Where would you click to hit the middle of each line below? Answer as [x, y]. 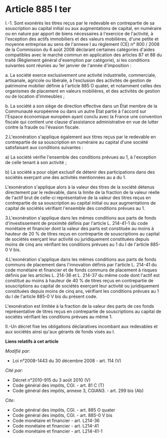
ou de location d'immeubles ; [35, 96]
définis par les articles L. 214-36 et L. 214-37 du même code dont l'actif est [83, 275]
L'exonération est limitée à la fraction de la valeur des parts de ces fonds [80, 306]
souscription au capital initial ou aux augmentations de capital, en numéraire [83, 28]
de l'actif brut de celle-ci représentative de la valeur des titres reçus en [78, 198]
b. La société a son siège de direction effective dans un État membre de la [81, 106]
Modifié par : [18, 351]
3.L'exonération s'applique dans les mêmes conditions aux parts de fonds [81, 218]
